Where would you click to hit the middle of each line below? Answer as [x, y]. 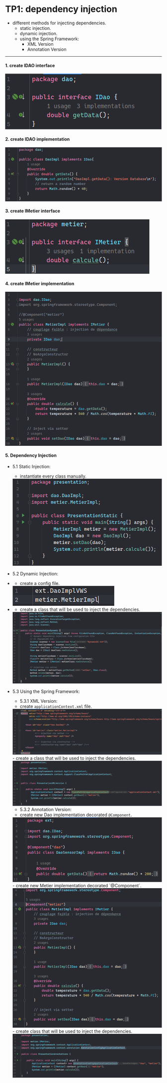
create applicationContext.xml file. [56, 706]
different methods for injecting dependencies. [59, 23]
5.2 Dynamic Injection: [35, 574]
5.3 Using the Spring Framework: [46, 691]
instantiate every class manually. [53, 476]
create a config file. [40, 583]
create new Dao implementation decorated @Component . [76, 815]
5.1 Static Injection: [31, 467]
